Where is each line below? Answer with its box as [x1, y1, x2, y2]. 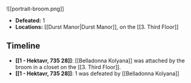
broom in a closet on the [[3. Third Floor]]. [15, 63, 121, 70]
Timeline [6, 41, 41, 51]
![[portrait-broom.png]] [6, 5, 64, 12]
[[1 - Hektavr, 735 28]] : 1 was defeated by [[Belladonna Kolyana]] [15, 70, 180, 77]
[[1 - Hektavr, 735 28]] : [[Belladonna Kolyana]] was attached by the [15, 57, 185, 64]
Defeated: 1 [15, 17, 45, 24]
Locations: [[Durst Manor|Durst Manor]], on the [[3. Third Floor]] [15, 24, 179, 30]
